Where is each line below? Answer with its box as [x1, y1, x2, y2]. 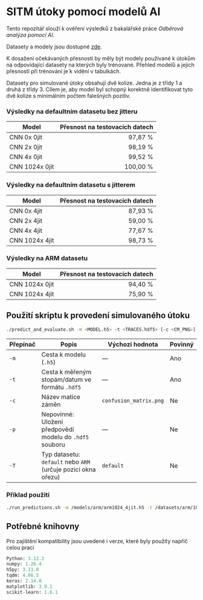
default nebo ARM [41, 457, 91, 466]
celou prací [6, 544, 34, 551]
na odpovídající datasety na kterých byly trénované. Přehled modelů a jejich [6, 61, 195, 68]
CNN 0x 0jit [9, 133, 42, 142]
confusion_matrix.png [101, 397, 164, 404]
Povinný [170, 340, 194, 348]
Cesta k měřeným [41, 368, 92, 376]
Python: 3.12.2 [6, 555, 45, 561]
